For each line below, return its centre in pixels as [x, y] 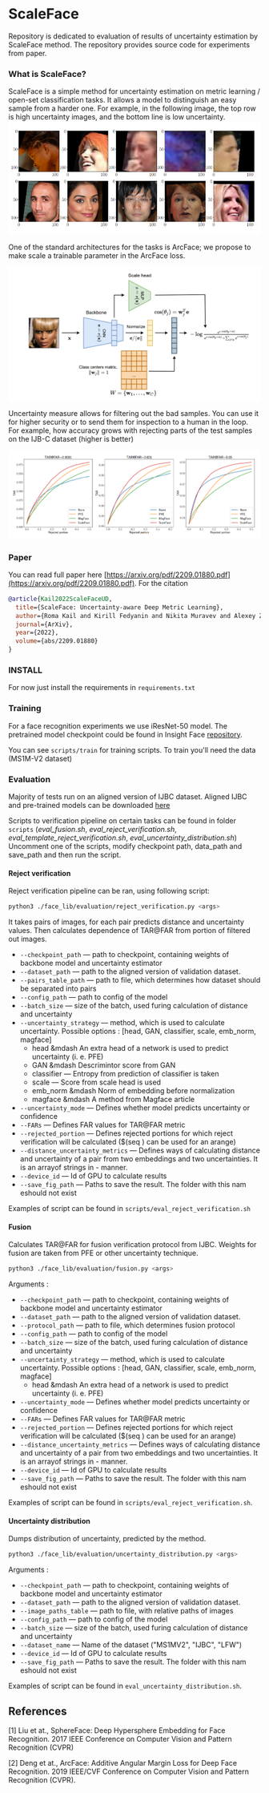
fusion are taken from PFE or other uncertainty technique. [103, 1253]
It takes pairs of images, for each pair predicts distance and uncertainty [126, 922]
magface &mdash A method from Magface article [113, 1099]
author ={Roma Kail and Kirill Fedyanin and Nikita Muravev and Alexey [136, 616]
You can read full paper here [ [58, 575]
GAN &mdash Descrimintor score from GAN [104, 1065]
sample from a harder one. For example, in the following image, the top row [132, 108]
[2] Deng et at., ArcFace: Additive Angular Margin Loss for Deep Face [123, 1763]
